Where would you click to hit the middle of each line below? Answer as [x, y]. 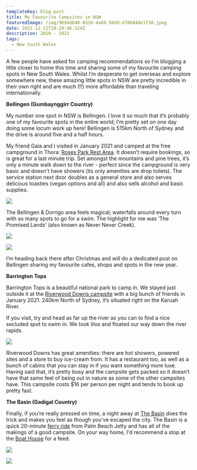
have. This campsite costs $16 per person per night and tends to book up [95, 384]
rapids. [15, 330]
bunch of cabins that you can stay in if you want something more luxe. [91, 365]
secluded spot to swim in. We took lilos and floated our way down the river [96, 324]
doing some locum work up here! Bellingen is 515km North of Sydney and [95, 128]
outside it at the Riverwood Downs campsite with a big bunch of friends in [96, 293]
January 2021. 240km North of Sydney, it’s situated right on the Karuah [92, 300]
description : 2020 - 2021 [38, 34]
